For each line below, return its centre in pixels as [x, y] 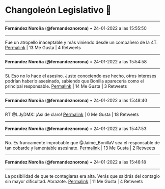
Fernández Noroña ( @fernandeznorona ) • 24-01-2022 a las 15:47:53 [76, 128]
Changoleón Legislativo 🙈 [58, 10]
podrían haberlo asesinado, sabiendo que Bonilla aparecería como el [74, 81]
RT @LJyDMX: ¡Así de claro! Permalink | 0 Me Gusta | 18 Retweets [72, 114]
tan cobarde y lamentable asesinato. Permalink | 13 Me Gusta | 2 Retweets [80, 148]
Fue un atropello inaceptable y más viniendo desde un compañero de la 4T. [82, 42]
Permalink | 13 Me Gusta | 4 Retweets [43, 47]
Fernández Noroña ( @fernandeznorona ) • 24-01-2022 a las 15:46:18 [76, 162]
